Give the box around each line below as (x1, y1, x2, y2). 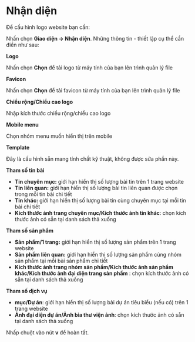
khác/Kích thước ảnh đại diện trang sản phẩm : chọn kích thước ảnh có (14, 270, 189, 277)
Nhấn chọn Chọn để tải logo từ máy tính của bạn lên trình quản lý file (6, 64, 173, 71)
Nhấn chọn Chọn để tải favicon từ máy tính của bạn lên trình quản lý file (6, 87, 180, 94)
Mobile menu (6, 121, 39, 128)
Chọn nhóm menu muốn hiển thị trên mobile (6, 132, 113, 140)
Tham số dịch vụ (6, 287, 48, 294)
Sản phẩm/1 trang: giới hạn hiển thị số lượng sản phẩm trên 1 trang (14, 238, 176, 245)
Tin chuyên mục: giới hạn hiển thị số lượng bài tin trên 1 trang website (14, 178, 184, 185)
